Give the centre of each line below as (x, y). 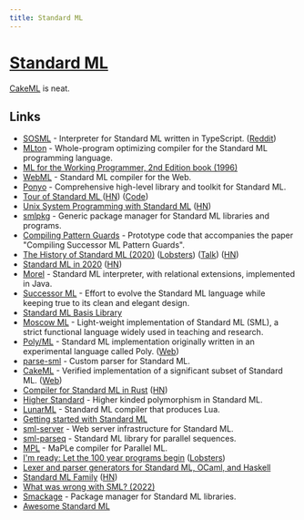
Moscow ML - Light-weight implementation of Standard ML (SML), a (151, 322)
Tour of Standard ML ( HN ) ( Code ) (86, 197)
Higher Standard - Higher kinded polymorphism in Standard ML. (142, 400)
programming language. (68, 158)
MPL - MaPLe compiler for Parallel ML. (95, 448)
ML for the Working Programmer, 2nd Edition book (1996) (130, 168)
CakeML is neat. (40, 88)
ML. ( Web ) (42, 381)
